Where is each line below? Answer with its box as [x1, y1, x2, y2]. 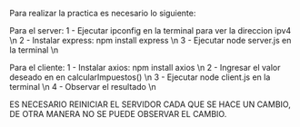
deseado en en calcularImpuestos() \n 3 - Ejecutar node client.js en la [9, 72, 271, 83]
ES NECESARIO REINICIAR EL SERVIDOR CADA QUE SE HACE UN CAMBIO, [9, 99, 291, 110]
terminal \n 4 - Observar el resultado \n [9, 82, 156, 92]
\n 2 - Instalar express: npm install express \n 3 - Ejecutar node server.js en [9, 35, 292, 45]
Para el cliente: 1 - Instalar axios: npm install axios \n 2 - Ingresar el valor [9, 63, 281, 73]
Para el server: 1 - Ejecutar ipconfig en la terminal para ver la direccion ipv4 [9, 25, 292, 35]
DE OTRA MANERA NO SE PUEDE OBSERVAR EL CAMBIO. [9, 109, 227, 119]
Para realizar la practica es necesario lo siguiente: [9, 8, 196, 18]
